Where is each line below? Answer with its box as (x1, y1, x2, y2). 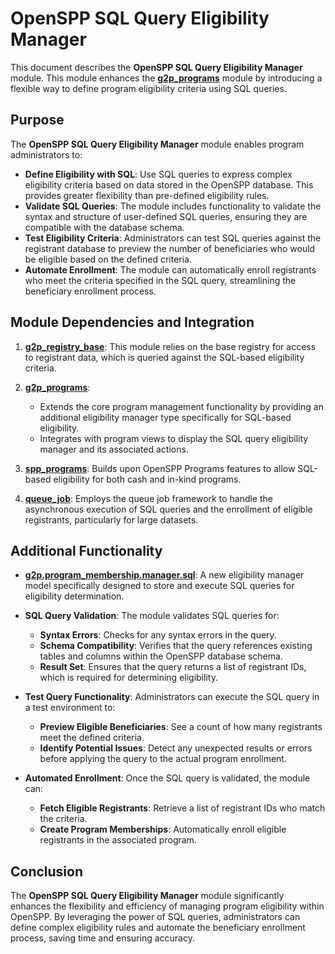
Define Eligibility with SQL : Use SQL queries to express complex (24, 168, 293, 180)
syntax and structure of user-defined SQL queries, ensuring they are (24, 210, 308, 222)
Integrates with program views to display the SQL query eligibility (39, 432, 309, 444)
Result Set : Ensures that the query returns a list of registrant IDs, (39, 661, 307, 673)
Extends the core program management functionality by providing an (39, 400, 324, 412)
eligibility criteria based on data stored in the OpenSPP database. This (24, 178, 314, 191)
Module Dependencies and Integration (10, 314, 255, 331)
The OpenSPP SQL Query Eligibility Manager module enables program (10, 138, 305, 150)
